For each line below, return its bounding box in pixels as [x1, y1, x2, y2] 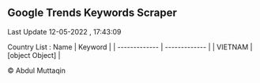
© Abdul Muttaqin [7, 66, 66, 75]
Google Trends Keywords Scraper [7, 6, 177, 20]
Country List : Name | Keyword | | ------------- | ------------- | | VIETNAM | [7, 42, 253, 52]
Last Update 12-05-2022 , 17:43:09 [7, 27, 122, 36]
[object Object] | [7, 50, 61, 60]
